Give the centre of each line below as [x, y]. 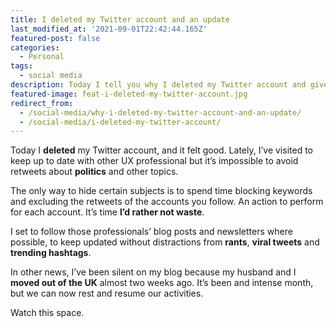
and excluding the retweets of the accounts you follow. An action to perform [167, 202]
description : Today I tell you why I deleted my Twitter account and [158, 85]
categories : [35, 47]
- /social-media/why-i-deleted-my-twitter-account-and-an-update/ [160, 112]
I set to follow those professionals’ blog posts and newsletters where [151, 232]
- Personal [42, 57]
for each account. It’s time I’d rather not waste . [107, 212]
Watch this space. [47, 313]
